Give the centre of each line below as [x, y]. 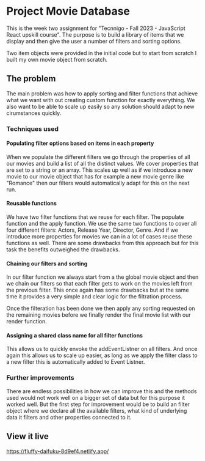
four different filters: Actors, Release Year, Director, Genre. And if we [92, 230]
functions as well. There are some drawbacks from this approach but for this [103, 243]
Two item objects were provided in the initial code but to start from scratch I [102, 53]
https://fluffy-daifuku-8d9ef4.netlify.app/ [58, 451]
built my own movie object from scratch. [57, 59]
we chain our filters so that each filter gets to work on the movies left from [99, 284]
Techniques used [33, 128]
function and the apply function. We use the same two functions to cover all [102, 224]
